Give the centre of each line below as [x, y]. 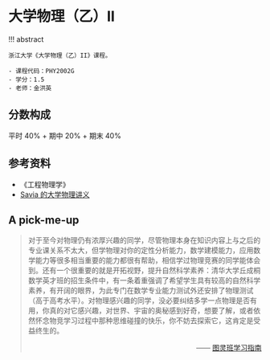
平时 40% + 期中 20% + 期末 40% [65, 135]
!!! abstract [26, 39]
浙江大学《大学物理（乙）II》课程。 [60, 55]
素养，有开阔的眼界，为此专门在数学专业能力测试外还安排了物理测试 [141, 291]
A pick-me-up [44, 220]
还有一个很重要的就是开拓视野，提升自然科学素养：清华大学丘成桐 [151, 271]
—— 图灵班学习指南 [229, 348]
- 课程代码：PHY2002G [41, 71]
